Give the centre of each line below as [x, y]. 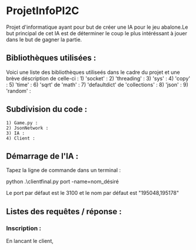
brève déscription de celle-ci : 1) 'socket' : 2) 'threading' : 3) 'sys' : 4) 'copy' [98, 78]
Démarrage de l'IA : [42, 156]
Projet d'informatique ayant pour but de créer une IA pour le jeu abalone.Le [97, 27]
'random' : [19, 91]
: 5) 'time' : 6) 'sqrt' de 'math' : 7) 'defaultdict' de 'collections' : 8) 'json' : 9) [97, 85]
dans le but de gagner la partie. [44, 39]
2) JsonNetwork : [27, 128]
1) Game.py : [22, 123]
